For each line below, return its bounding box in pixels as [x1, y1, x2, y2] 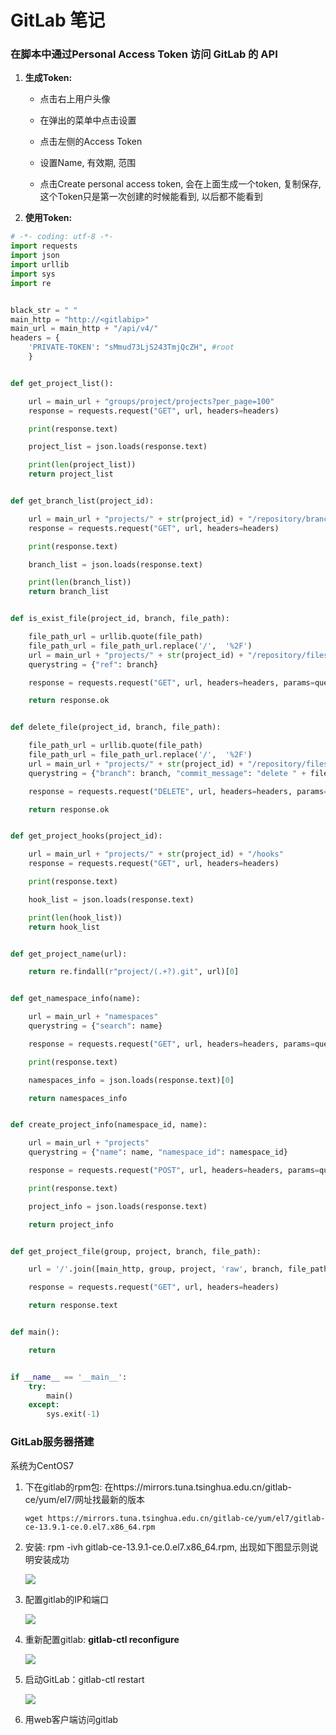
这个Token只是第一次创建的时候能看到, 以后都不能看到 [39, 191, 263, 203]
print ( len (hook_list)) [28, 912, 123, 923]
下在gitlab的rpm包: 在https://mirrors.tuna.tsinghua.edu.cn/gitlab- [24, 1481, 293, 1493]
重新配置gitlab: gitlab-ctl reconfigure [24, 1633, 180, 1645]
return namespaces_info [28, 1093, 128, 1103]
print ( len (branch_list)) [28, 577, 132, 588]
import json [10, 251, 60, 261]
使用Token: [24, 212, 73, 224]
